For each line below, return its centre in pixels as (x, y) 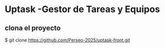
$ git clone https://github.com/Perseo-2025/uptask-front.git (68, 40)
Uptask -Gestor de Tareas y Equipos (82, 9)
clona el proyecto (33, 28)
